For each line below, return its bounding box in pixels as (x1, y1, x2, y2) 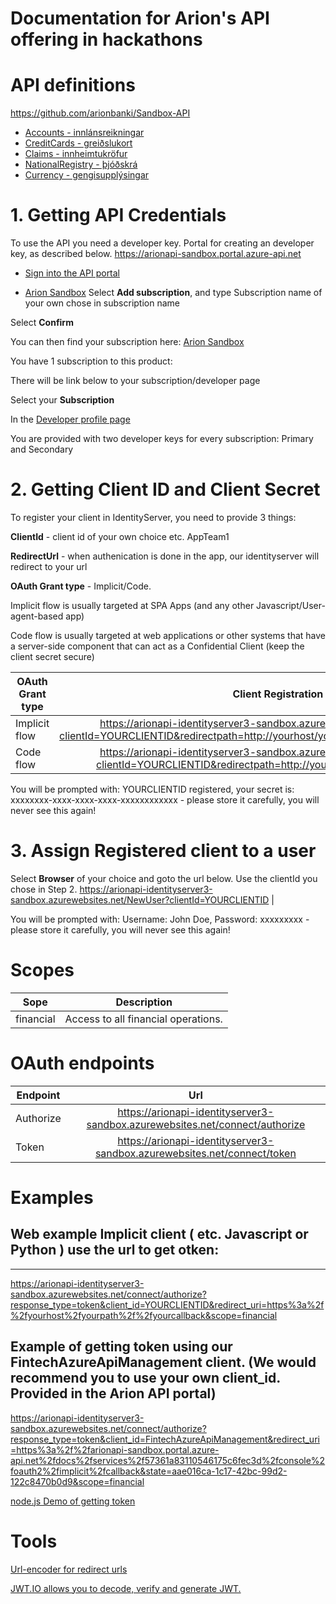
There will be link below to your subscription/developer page (10, 375, 261, 387)
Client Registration (232, 687, 324, 701)
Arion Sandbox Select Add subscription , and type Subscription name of (24, 287, 323, 299)
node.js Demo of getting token (10, 1495, 136, 1507)
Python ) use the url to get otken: (10, 1242, 220, 1259)
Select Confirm (10, 317, 74, 329)
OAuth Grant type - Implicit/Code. (10, 580, 152, 592)
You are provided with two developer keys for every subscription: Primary (10, 433, 314, 445)
